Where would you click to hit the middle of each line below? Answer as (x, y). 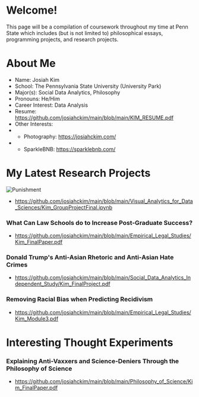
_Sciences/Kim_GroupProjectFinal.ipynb (64, 207)
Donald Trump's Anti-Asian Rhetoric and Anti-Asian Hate (90, 258)
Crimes (17, 265)
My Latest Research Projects (78, 173)
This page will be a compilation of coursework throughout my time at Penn (97, 27)
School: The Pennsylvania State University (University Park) (88, 86)
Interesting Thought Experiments (90, 342)
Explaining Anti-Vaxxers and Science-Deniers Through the (93, 361)
